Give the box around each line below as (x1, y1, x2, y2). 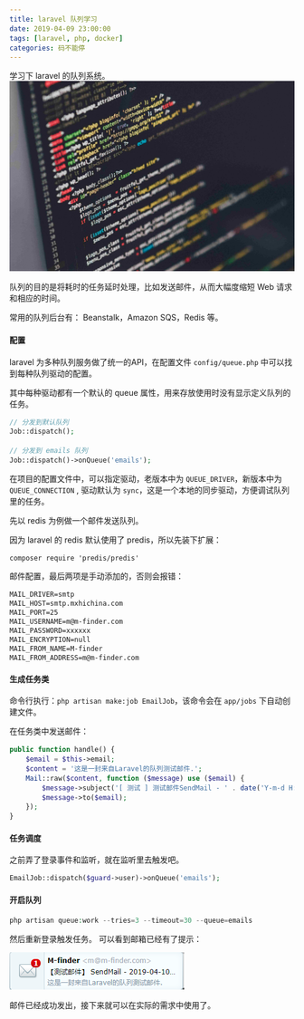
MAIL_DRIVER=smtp (9, 590, 75, 599)
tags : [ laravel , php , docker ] (9, 34, 124, 43)
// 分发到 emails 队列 (9, 447, 89, 456)
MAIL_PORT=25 (9, 608, 59, 617)
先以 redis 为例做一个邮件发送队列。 (9, 514, 144, 525)
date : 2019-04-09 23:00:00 (9, 24, 111, 34)
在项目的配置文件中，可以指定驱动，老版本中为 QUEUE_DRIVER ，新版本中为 (9, 473, 282, 484)
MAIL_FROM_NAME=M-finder (9, 644, 103, 653)
